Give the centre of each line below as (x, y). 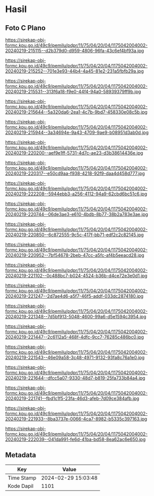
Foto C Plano (25, 28)
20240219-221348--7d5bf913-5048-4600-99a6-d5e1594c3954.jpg (76, 316)
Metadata (21, 455)
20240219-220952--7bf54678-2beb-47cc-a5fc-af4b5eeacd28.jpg (75, 255)
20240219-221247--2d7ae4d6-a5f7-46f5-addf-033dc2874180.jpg (74, 296)
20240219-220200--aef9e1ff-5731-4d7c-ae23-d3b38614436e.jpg (74, 153)
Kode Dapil (21, 486)
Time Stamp (22, 478)
